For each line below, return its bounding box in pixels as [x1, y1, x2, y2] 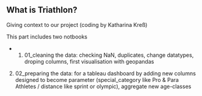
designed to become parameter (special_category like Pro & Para [15, 76, 179, 83]
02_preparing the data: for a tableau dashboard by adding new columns [15, 70, 197, 77]
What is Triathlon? [6, 5, 78, 15]
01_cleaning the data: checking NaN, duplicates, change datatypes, [24, 51, 194, 59]
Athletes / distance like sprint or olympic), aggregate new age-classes [15, 83, 192, 90]
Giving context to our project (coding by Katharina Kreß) [6, 21, 148, 28]
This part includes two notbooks [6, 33, 88, 40]
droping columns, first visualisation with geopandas [24, 57, 154, 65]
